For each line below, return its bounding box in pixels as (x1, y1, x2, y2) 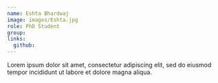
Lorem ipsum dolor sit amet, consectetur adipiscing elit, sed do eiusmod (7, 61, 212, 69)
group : (7, 29, 26, 36)
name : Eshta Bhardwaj (7, 10, 69, 17)
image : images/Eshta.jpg (7, 16, 78, 23)
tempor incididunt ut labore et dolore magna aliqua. (7, 68, 153, 76)
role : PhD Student (7, 23, 60, 29)
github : (13, 42, 36, 49)
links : (7, 36, 26, 43)
